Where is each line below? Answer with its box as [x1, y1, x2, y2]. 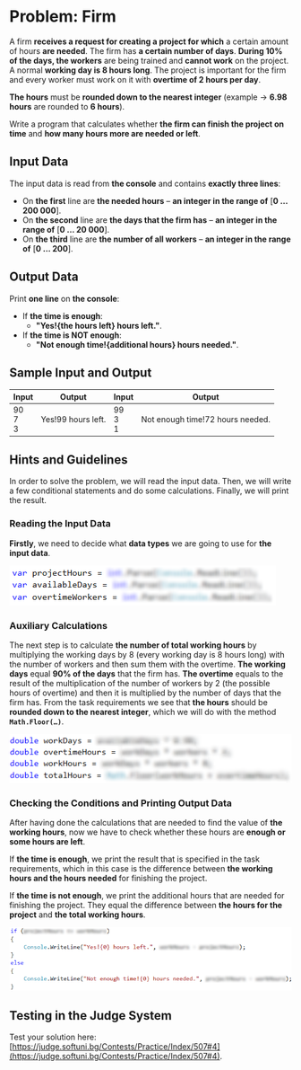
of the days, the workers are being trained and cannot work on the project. [9, 55, 289, 66]
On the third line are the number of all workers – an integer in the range [21, 234, 291, 244]
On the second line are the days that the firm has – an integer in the [21, 214, 278, 225]
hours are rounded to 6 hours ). [9, 101, 125, 111]
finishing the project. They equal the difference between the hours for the [9, 900, 283, 911]
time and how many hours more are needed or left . [9, 128, 202, 138]
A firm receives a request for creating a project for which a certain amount [9, 36, 289, 47]
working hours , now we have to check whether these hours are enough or [9, 827, 286, 837]
